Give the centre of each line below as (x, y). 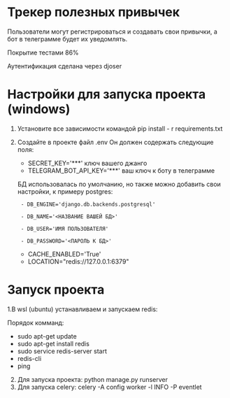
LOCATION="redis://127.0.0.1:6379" (78, 261)
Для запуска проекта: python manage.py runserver (92, 379)
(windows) (39, 109)
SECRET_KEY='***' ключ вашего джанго (87, 163)
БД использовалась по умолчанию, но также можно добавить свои (119, 184)
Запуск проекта (56, 290)
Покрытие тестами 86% (43, 52)
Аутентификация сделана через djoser (65, 66)
